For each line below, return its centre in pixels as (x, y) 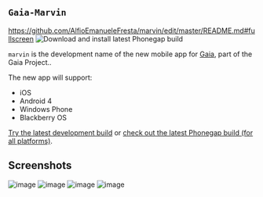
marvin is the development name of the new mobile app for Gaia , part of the (130, 54)
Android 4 (36, 101)
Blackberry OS (43, 117)
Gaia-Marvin (37, 13)
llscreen (21, 38)
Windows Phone (46, 109)
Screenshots (40, 165)
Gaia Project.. (30, 62)
